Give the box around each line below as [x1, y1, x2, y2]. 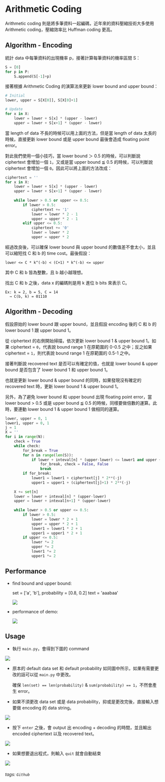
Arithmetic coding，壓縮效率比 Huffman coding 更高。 [5, 26, 115, 33]
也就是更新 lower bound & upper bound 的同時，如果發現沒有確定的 [5, 377, 141, 383]
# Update [5, 107, 23, 112]
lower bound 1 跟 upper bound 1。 [5, 327, 74, 333]
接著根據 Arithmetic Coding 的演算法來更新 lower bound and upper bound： [5, 83, 159, 89]
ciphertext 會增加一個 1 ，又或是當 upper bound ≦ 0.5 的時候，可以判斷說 [5, 159, 153, 165]
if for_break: [23, 471, 52, 476]
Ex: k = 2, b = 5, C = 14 [5, 289, 58, 294]
